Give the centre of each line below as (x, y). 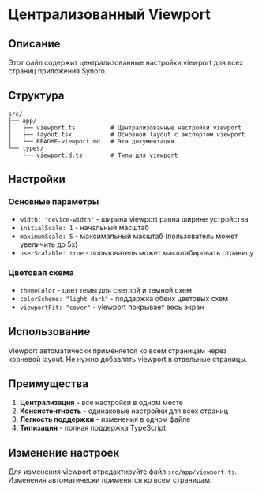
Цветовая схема (41, 273)
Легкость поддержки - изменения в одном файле (105, 419)
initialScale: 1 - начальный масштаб (84, 227)
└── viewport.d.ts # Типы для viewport (100, 155)
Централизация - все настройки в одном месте (101, 403)
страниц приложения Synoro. (58, 71)
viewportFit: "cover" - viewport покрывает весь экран (112, 307)
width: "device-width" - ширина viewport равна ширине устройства (134, 219)
